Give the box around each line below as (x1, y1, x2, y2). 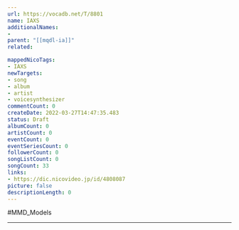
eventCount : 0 (7, 136, 50, 143)
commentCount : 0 (7, 103, 55, 110)
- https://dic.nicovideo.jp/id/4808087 (7, 175, 126, 182)
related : (7, 43, 33, 51)
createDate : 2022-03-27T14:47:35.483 (7, 110, 119, 117)
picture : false (7, 182, 53, 189)
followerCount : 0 (7, 149, 59, 157)
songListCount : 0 (7, 156, 59, 163)
